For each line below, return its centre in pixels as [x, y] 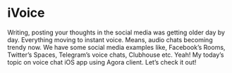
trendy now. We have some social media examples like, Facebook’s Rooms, [116, 47]
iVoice [26, 13]
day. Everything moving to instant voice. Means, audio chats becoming [110, 39]
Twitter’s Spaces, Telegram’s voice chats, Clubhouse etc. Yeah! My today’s [116, 55]
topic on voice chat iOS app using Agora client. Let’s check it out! [102, 62]
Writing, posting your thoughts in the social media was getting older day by [116, 32]
